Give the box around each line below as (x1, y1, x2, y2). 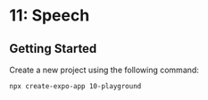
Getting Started (9, 41, 97, 56)
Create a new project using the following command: (9, 64, 199, 75)
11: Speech (9, 5, 90, 26)
